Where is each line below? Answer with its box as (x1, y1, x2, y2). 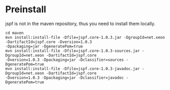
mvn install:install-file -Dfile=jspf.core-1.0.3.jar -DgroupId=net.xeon (5, 35, 165, 40)
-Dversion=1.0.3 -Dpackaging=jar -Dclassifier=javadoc (5, 75, 124, 80)
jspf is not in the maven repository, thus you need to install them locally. (5, 20, 156, 27)
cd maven (5, 30, 24, 35)
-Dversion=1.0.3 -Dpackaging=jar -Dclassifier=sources (5, 57, 124, 62)
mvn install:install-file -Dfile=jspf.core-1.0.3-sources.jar (5, 48, 140, 53)
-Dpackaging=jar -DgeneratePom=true (5, 43, 83, 49)
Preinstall (5, 4, 47, 15)
